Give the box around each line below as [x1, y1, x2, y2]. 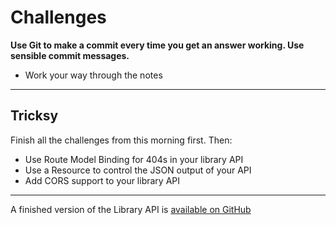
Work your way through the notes [24, 69, 163, 81]
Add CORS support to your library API [24, 174, 181, 186]
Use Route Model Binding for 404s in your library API [24, 153, 244, 165]
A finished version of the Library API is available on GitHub [10, 203, 252, 215]
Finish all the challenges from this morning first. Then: [10, 134, 233, 146]
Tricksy [10, 107, 59, 125]
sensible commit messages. [10, 49, 130, 61]
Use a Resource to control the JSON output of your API [24, 164, 252, 176]
